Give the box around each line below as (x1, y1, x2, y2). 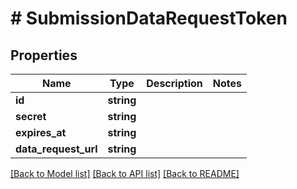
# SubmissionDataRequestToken (10, 7, 288, 30)
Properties (10, 47, 78, 64)
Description (146, 77, 203, 90)
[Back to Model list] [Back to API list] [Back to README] (10, 168, 240, 179)
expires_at (15, 126, 67, 139)
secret (15, 110, 47, 123)
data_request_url (15, 142, 98, 156)
